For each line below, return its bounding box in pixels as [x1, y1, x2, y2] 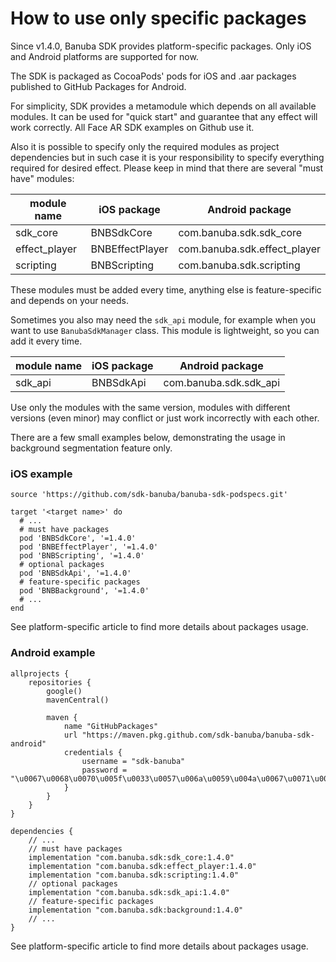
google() [46, 686, 83, 696]
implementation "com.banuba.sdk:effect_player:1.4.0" [28, 861, 257, 871]
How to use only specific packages [10, 7, 307, 30]
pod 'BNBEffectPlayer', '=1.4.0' [19, 542, 159, 552]
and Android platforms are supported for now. [10, 50, 199, 62]
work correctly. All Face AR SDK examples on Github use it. [10, 121, 255, 133]
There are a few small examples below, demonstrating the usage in [10, 431, 286, 443]
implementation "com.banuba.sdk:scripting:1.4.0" [28, 870, 240, 880]
